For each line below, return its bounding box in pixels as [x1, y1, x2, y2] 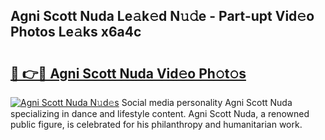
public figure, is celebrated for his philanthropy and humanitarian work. [10, 119, 303, 130]
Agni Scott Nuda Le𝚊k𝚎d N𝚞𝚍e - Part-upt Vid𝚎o [10, 8, 315, 25]
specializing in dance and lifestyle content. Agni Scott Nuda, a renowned [10, 108, 310, 119]
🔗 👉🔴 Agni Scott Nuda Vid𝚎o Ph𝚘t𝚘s [10, 65, 247, 82]
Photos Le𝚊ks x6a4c [10, 24, 142, 41]
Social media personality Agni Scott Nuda [121, 97, 293, 108]
